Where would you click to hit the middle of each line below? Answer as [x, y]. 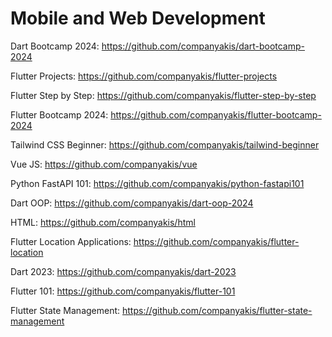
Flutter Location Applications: [71, 241]
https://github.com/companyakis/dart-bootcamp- [203, 46]
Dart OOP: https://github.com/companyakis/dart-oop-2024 [132, 203]
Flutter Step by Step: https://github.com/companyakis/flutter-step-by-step [163, 95]
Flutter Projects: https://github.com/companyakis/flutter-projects [144, 76]
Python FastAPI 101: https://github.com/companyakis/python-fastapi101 [157, 183]
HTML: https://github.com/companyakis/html [103, 222]
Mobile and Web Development [138, 18]
